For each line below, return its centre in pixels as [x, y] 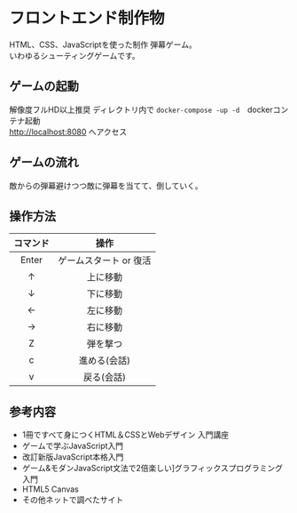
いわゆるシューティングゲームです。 [74, 55]
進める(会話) [105, 361]
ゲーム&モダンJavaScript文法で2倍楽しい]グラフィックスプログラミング [152, 469]
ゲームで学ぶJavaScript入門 [73, 446]
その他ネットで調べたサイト [73, 500]
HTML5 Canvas [51, 489]
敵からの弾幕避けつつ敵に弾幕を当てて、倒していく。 [106, 185]
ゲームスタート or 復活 [105, 261]
